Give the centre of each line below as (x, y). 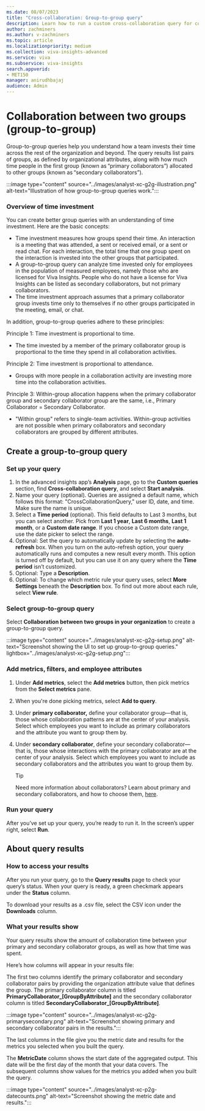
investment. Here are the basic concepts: (58, 227)
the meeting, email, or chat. (49, 310)
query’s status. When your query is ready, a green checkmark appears (95, 886)
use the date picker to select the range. (64, 534)
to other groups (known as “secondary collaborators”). (75, 172)
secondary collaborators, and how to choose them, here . (87, 794)
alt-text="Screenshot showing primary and (121, 1021)
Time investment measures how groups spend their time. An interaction (105, 238)
